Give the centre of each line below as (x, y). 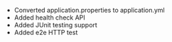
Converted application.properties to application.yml (89, 10)
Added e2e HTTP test (46, 32)
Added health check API (49, 17)
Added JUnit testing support (55, 25)
